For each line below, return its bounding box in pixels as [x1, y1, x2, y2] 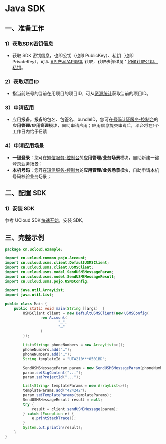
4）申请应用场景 [5, 142, 44, 149]
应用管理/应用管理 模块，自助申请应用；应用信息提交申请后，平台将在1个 [12, 123, 159, 128]
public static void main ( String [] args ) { [14, 306, 105, 311]
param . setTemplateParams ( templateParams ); [23, 393, 112, 398]
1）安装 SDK [5, 205, 35, 212]
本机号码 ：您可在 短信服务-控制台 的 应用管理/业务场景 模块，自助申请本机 [12, 167, 159, 173]
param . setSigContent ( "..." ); [23, 370, 83, 375]
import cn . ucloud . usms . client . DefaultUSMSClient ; [5, 260, 110, 265]
